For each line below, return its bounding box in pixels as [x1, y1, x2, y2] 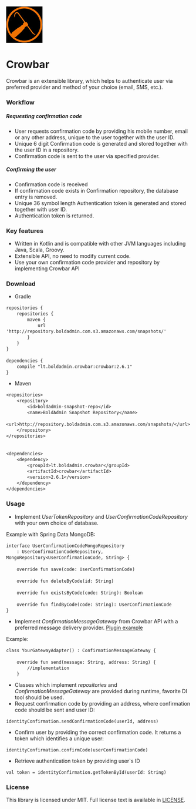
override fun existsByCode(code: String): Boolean [16, 590, 143, 596]
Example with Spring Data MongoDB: [6, 531, 96, 538]
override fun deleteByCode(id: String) [16, 578, 114, 584]
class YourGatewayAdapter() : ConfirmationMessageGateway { [6, 647, 157, 653]
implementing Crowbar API [14, 265, 80, 272]
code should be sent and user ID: [14, 706, 95, 713]
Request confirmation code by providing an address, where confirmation [14, 700, 191, 707]
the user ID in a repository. [14, 146, 79, 153]
